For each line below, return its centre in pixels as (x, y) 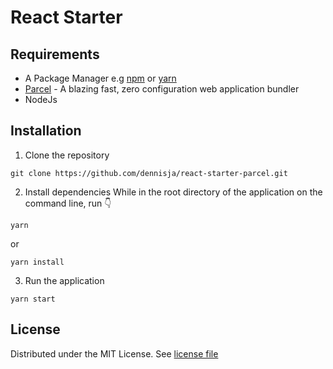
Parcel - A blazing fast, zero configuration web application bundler (162, 89)
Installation (46, 131)
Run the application (64, 280)
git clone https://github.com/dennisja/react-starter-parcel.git (149, 173)
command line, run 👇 (68, 203)
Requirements (55, 54)
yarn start (33, 299)
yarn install (37, 262)
